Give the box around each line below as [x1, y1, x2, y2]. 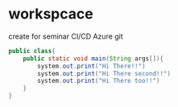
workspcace [8, 5, 94, 23]
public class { [8, 47, 56, 55]
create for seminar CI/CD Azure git [8, 31, 123, 41]
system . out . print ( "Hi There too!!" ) [37, 77, 160, 85]
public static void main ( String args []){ [23, 54, 164, 63]
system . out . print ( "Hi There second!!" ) [37, 69, 172, 77]
